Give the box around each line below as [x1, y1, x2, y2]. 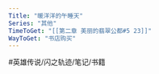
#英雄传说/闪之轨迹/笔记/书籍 [8, 57, 107, 67]
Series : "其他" [8, 19, 57, 27]
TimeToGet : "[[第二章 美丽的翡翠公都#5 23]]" [8, 27, 152, 35]
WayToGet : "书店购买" [8, 34, 77, 43]
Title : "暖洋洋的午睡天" [8, 11, 83, 20]
